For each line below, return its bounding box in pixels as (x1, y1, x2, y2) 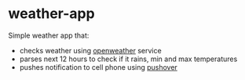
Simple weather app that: (8, 31, 90, 40)
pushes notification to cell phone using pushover (19, 62, 178, 71)
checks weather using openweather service (19, 45, 163, 55)
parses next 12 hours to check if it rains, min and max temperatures (19, 54, 238, 64)
